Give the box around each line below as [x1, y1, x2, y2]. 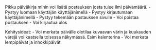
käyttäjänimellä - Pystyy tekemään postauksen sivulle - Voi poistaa [5, 15, 139, 20]
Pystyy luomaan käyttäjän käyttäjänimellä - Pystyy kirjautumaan [5, 9, 133, 15]
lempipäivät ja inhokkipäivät [5, 39, 61, 45]
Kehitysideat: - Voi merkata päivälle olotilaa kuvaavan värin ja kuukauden [5, 29, 152, 34]
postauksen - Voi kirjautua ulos [5, 19, 67, 25]
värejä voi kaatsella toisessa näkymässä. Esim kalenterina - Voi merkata [5, 34, 149, 40]
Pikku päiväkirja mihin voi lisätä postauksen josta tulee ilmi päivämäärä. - [5, 4, 151, 10]
